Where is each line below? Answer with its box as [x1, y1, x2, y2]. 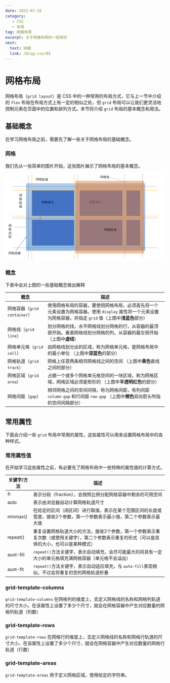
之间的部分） [47, 365, 74, 371]
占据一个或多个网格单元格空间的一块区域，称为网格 [47, 372, 154, 378]
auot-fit [7, 566, 24, 572]
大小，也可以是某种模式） [42, 541, 96, 547]
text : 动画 [10, 46, 31, 51]
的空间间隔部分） [47, 399, 83, 406]
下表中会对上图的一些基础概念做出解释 [5, 282, 85, 288]
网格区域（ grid [7, 372, 39, 378]
